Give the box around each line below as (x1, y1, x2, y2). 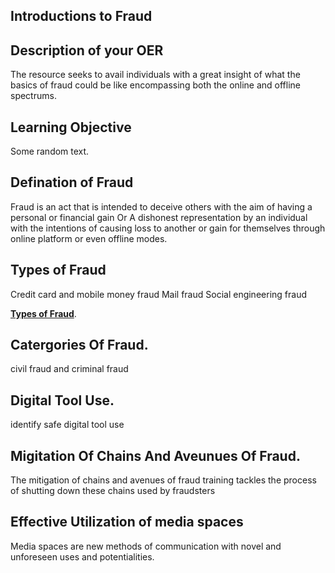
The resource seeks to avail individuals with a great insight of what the (10, 69, 301, 81)
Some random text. (10, 145, 90, 158)
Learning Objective (10, 119, 132, 136)
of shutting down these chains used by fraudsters (10, 485, 216, 497)
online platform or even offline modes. (10, 232, 168, 244)
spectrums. (10, 90, 57, 102)
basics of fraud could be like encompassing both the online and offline (10, 79, 302, 91)
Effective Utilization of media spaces (10, 514, 244, 531)
